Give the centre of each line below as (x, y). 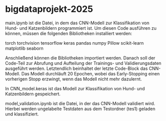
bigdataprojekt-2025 (49, 9)
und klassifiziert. (22, 114)
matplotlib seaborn (24, 48)
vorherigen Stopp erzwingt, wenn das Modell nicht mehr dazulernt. (74, 79)
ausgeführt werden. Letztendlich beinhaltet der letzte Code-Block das (77, 68)
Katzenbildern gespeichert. (33, 94)
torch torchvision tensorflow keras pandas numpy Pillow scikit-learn (75, 43)
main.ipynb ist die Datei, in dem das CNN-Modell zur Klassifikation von (77, 23)
